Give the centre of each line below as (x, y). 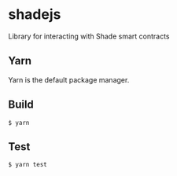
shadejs (35, 15)
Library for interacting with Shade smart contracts (89, 36)
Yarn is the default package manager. (69, 79)
